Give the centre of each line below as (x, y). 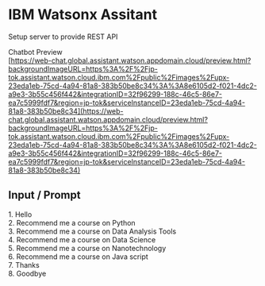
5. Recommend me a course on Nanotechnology (87, 248)
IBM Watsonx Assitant (83, 15)
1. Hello (20, 214)
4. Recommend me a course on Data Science (82, 239)
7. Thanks (24, 265)
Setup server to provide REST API (63, 37)
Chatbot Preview (35, 52)
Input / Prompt (44, 195)
